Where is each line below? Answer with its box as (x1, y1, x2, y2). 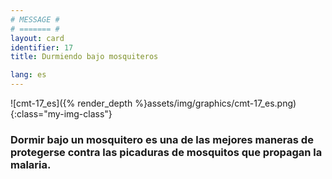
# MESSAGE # (10, 14, 60, 25)
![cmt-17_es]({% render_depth (10, 97, 133, 109)
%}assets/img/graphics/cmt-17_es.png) (134, 97, 297, 109)
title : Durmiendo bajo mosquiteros (10, 52, 159, 62)
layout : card (10, 33, 65, 43)
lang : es (10, 70, 47, 80)
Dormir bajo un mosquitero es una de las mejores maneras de (10, 132, 314, 146)
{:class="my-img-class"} (10, 108, 113, 120)
